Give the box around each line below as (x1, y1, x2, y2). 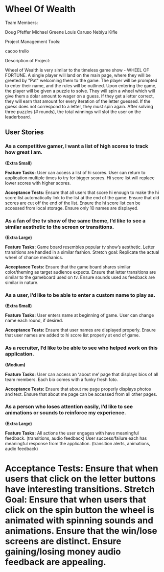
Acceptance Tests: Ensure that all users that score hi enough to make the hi (5, 190, 159, 195)
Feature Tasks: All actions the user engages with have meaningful (5, 430, 139, 436)
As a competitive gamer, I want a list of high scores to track (5, 143, 148, 150)
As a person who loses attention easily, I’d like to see (5, 403, 133, 410)
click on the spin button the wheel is (5, 504, 155, 515)
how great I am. (5, 149, 43, 156)
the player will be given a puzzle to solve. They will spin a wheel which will (5, 88, 155, 94)
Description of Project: (5, 57, 50, 63)
